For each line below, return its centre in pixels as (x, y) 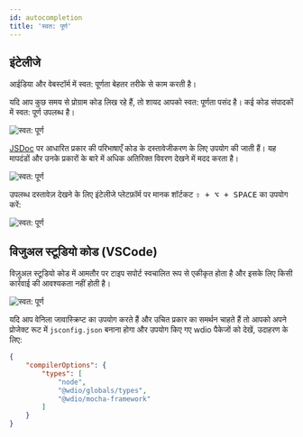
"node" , (72, 382)
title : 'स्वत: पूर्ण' (41, 26)
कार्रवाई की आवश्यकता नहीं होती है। (60, 284)
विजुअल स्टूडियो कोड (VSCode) (83, 252)
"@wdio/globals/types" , (102, 390)
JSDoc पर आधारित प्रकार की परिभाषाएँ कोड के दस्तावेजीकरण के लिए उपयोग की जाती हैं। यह (143, 149)
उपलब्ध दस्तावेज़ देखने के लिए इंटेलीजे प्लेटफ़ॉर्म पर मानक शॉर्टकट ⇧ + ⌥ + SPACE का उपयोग (149, 195)
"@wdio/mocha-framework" (104, 399)
